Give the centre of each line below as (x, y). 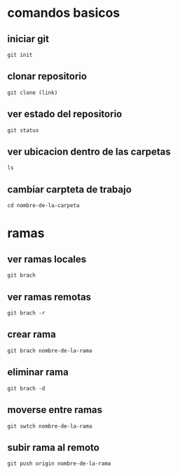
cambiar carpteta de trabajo (69, 189)
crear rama (32, 335)
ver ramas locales (47, 259)
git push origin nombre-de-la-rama (59, 464)
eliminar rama (38, 373)
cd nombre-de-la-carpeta (43, 206)
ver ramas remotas (49, 297)
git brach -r (26, 313)
